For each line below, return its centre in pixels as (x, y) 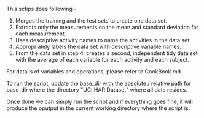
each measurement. (41, 34)
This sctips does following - (41, 9)
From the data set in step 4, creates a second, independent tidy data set (106, 53)
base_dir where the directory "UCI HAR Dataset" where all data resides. (97, 90)
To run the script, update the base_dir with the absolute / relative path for (99, 83)
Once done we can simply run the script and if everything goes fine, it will (100, 101)
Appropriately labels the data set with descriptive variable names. (98, 46)
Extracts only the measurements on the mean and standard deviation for (107, 27)
